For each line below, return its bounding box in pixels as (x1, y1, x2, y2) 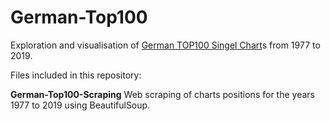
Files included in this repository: (10, 69, 142, 81)
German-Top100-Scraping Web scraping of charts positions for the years (10, 88, 315, 100)
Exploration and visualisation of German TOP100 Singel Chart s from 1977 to (10, 39, 321, 51)
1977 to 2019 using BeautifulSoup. (10, 99, 151, 111)
